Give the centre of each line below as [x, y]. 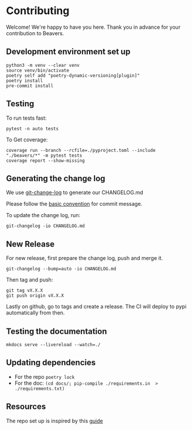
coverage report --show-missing [45, 160]
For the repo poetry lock [44, 377]
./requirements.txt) [40, 388]
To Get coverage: [27, 140]
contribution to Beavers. [35, 33]
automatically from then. [35, 313]
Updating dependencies [51, 363]
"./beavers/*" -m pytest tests [44, 155]
